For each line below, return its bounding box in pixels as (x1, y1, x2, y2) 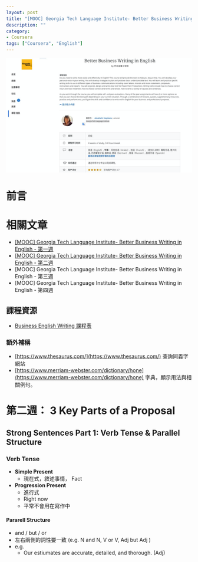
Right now (23, 495, 48, 502)
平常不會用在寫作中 (23, 502, 71, 510)
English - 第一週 (14, 245, 54, 253)
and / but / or (14, 530, 47, 537)
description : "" (6, 22, 46, 28)
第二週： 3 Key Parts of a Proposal (6, 404, 176, 418)
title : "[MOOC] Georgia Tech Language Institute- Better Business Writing (6, 15, 194, 22)
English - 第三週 (14, 273, 54, 280)
